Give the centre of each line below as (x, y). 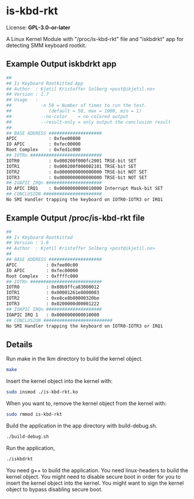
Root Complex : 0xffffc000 (42, 276)
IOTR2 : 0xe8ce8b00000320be (53, 298)
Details (19, 344)
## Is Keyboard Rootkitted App (45, 83)
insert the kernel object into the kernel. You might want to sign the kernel (95, 483)
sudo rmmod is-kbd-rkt (34, 414)
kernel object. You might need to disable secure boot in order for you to (93, 476)
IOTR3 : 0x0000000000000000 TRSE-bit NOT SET (77, 177)
